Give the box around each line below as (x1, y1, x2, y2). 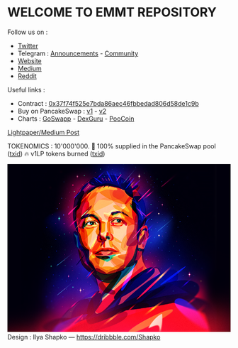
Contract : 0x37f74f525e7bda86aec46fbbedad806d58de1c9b (17, 99, 200, 107)
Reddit (17, 72, 37, 80)
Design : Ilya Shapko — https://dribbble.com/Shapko (7, 332, 161, 341)
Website (17, 56, 42, 65)
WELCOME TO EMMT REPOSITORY (7, 4, 217, 21)
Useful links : (7, 85, 45, 94)
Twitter (17, 41, 39, 50)
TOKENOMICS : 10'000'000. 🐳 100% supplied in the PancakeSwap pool (7, 141, 216, 150)
